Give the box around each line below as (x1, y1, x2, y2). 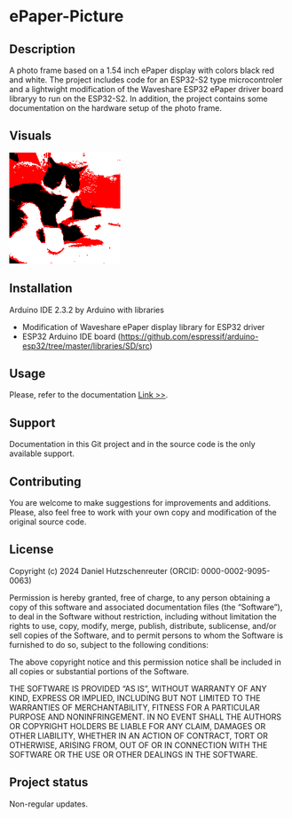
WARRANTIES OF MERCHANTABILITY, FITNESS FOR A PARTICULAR (9, 702, 260, 712)
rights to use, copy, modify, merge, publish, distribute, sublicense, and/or (9, 620, 277, 631)
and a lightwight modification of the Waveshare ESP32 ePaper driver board (9, 84, 284, 94)
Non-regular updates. (9, 798, 89, 809)
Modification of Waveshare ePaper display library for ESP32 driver (21, 321, 265, 332)
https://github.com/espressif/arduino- (120, 331, 259, 342)
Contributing (9, 474, 82, 489)
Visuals (9, 129, 51, 144)
